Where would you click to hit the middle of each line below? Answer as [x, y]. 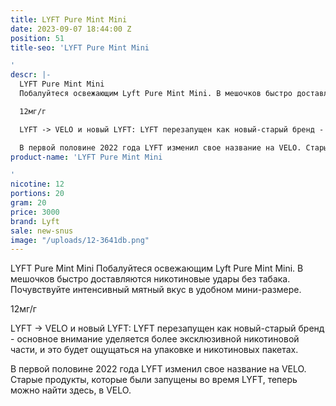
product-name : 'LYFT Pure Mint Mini [86, 157]
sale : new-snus [42, 231]
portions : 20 [37, 194]
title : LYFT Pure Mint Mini [69, 19]
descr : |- [31, 75]
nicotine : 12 [37, 184]
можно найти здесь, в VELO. [71, 390]
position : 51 [37, 38]
